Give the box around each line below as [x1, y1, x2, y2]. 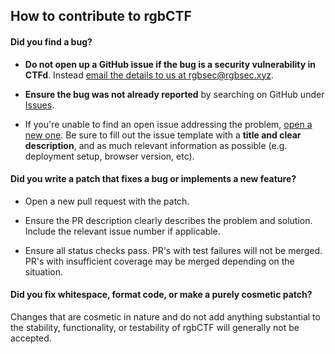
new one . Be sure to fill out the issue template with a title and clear [24, 129, 302, 141]
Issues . [24, 99, 55, 111]
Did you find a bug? [10, 35, 93, 48]
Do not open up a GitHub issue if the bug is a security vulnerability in [24, 58, 316, 70]
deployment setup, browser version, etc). [24, 150, 195, 162]
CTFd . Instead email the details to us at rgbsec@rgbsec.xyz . [24, 69, 275, 81]
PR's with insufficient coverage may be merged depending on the [24, 255, 295, 267]
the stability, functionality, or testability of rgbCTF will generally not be [10, 322, 300, 333]
